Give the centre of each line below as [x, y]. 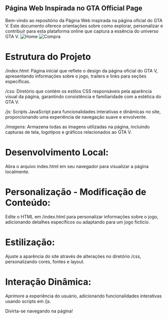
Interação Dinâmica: [48, 282]
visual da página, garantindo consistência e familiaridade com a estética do [83, 96]
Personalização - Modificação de [76, 192]
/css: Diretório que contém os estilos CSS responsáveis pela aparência [78, 91]
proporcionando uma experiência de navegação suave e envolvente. [76, 117]
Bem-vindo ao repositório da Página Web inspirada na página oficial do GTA [84, 20]
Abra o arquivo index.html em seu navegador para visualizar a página [77, 166]
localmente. [17, 172]
